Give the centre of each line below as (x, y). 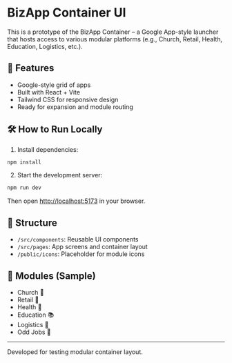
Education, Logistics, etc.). (45, 46)
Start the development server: (60, 175)
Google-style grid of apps (54, 85)
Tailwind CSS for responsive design (68, 99)
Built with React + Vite (49, 92)
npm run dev (24, 188)
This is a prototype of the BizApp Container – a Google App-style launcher (113, 32)
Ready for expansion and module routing (75, 107)
